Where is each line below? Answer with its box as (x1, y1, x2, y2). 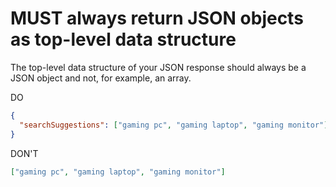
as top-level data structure (10, 28, 237, 51)
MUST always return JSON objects (10, 7, 304, 30)
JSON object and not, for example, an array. (10, 72, 192, 84)
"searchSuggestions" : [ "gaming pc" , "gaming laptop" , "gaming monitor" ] (19, 120, 329, 130)
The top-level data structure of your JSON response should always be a (10, 61, 307, 73)
